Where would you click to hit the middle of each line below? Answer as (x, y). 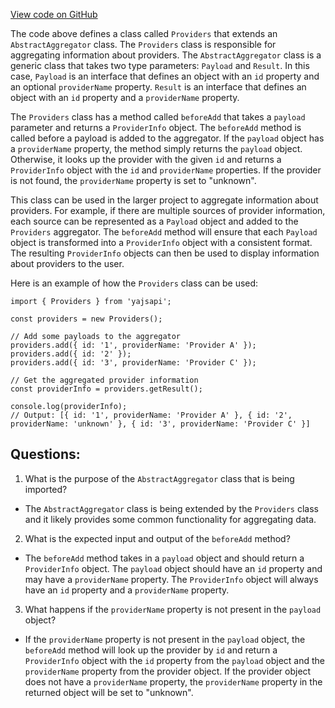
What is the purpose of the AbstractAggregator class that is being (159, 478)
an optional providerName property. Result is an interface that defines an (158, 87)
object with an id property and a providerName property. (125, 97)
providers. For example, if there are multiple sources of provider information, (168, 210)
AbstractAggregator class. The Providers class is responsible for (143, 44)
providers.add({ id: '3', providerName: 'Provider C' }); (133, 363)
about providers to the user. (67, 263)
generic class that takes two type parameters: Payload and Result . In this (160, 65)
